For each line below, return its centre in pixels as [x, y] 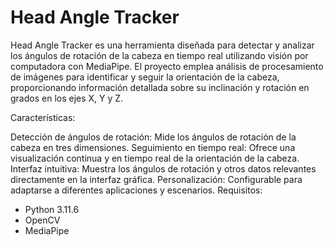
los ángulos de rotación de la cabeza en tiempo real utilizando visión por [159, 55]
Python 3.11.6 [52, 209]
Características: [43, 117]
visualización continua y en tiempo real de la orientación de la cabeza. [155, 158]
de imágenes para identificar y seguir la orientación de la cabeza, [145, 77]
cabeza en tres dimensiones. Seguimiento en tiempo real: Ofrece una [153, 147]
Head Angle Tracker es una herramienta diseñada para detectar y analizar [162, 45]
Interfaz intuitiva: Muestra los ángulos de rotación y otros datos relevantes [163, 168]
